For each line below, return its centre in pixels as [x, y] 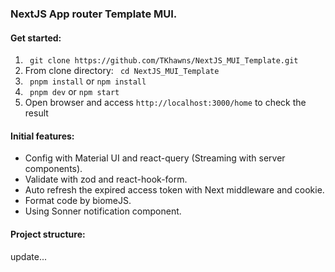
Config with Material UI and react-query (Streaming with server [155, 158]
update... [28, 256]
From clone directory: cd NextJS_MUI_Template [122, 71]
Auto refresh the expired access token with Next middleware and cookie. [174, 190]
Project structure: [48, 234]
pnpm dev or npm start [74, 92]
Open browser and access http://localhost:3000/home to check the [165, 103]
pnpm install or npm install [88, 81]
